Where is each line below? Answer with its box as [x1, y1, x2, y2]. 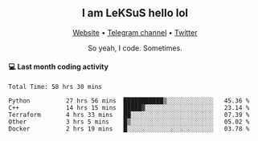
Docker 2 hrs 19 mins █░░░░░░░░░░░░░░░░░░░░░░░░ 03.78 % [8, 125, 250, 133]
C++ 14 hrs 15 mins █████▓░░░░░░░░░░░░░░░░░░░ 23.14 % [8, 104, 250, 112]
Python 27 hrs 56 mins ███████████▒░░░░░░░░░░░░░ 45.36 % [8, 97, 250, 105]
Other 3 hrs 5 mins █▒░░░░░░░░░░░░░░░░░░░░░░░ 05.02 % [8, 118, 250, 127]
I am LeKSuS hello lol [81, 6, 189, 20]
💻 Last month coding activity [8, 62, 109, 71]
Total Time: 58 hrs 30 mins [8, 83, 103, 91]
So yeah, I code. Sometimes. [88, 43, 182, 53]
